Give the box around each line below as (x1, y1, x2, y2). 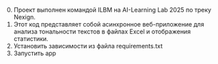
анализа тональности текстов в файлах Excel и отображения (13, 27, 191, 35)
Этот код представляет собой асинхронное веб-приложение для (13, 20, 204, 28)
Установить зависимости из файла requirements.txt (13, 42, 163, 50)
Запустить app (13, 49, 57, 57)
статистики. (13, 35, 49, 43)
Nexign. (13, 13, 36, 21)
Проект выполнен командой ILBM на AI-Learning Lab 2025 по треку (13, 6, 212, 14)
